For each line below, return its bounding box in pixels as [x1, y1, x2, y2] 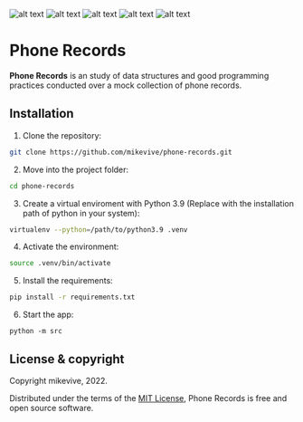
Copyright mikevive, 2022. [9, 375, 109, 386]
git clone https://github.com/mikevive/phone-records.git [9, 148, 232, 157]
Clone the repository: [22, 129, 102, 140]
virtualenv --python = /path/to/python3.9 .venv [9, 225, 188, 235]
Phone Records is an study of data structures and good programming [9, 70, 270, 81]
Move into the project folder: [22, 164, 129, 175]
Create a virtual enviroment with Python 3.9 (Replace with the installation [22, 197, 294, 208]
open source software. [9, 402, 94, 413]
